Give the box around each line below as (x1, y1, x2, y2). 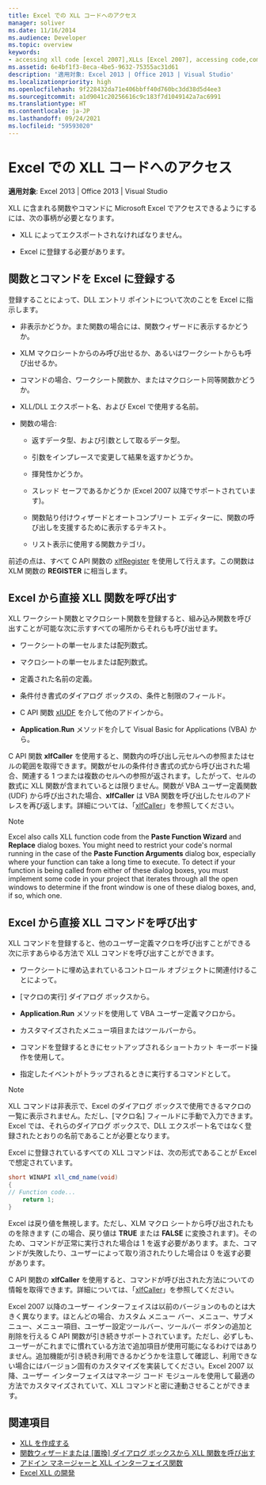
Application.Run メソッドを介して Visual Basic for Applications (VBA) (19, 725, 248, 734)
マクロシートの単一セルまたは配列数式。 (19, 657, 152, 667)
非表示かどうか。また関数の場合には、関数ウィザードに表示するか (19, 322, 235, 331)
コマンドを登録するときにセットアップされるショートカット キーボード (19, 1042, 251, 1052)
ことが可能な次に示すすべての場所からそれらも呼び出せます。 (21, 623, 222, 634)
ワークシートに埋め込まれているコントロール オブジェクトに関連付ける (19, 965, 251, 975)
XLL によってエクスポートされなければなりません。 (19, 230, 187, 239)
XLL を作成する (19, 1438, 70, 1448)
